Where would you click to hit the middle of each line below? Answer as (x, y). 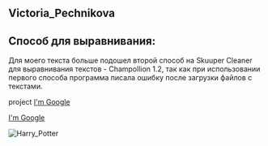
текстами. (26, 86)
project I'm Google (39, 102)
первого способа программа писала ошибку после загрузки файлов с (130, 78)
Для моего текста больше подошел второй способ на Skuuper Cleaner (130, 61)
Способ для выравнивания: (82, 41)
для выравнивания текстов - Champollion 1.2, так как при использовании (134, 69)
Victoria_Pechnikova (62, 13)
